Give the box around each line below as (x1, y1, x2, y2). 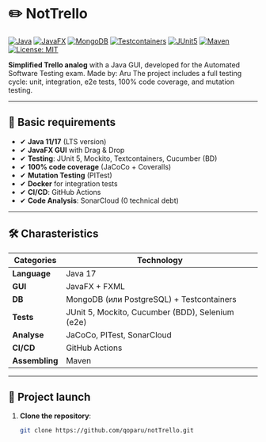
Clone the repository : (19, 411, 92, 421)
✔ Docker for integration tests (19, 178, 118, 189)
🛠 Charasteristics (8, 227, 99, 241)
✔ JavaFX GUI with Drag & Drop (19, 145, 125, 154)
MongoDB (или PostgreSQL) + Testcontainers (66, 293, 237, 304)
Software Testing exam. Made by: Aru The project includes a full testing (8, 68, 242, 78)
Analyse (12, 329, 44, 340)
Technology (137, 254, 184, 265)
